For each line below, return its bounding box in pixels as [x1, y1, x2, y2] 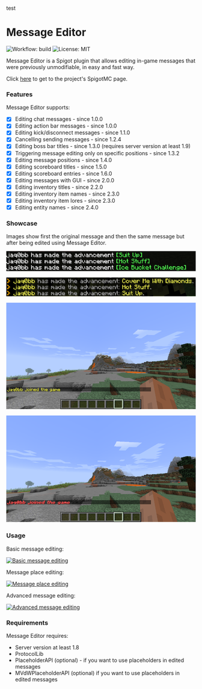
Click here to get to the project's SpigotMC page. [6, 75, 128, 82]
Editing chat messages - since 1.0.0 [14, 116, 103, 123]
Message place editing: [6, 568, 64, 576]
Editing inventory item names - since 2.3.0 [14, 190, 120, 197]
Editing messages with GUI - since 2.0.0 [14, 176, 114, 184]
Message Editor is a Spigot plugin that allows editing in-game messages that [6, 57, 195, 64]
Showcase [6, 219, 38, 227]
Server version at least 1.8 [14, 644, 79, 651]
